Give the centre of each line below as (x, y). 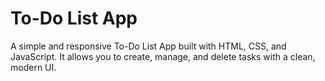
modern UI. (33, 67)
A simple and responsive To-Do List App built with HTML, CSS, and (148, 46)
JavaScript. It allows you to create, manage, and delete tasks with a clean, (163, 56)
